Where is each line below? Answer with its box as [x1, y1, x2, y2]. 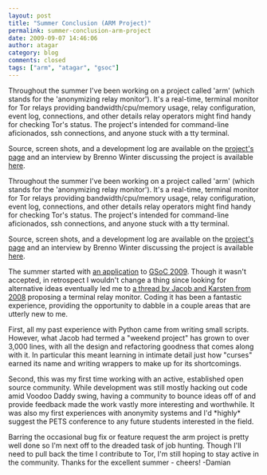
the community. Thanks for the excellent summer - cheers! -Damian [8, 457, 231, 467]
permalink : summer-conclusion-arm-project [8, 26, 151, 34]
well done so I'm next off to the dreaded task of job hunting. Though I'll [8, 441, 241, 450]
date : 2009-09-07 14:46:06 [8, 34, 98, 42]
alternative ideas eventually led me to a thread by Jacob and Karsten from [8, 283, 251, 293]
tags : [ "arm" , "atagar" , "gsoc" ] [8, 64, 120, 72]
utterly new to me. [8, 309, 69, 318]
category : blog [8, 49, 59, 57]
